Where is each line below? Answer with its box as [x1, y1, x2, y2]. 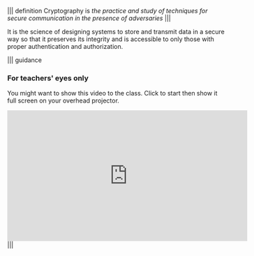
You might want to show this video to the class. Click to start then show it [7, 89, 218, 98]
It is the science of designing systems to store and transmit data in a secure [7, 28, 225, 36]
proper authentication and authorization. [7, 43, 124, 50]
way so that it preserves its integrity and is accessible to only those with [7, 35, 214, 43]
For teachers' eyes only [7, 73, 89, 83]
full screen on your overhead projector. [7, 96, 120, 105]
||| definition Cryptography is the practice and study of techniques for [7, 7, 208, 15]
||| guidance [7, 56, 43, 64]
